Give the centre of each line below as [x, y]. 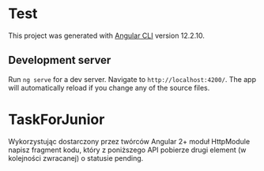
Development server [60, 60]
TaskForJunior [57, 119]
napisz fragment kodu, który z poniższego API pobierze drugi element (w [127, 150]
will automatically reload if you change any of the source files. [109, 87]
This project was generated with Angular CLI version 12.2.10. [107, 35]
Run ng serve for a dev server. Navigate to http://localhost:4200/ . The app [132, 79]
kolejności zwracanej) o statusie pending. [76, 158]
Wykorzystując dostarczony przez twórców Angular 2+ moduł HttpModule [129, 141]
